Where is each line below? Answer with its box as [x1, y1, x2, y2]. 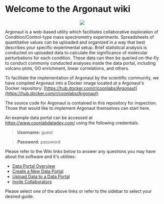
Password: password [17, 139, 61, 145]
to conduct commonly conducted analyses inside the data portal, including [5, 60, 156, 66]
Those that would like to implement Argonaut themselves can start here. [5, 105, 151, 111]
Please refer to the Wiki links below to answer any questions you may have [5, 148, 156, 154]
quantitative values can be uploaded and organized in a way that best [5, 39, 145, 45]
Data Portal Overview [12, 163, 55, 169]
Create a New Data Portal [12, 168, 64, 174]
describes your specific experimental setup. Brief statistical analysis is [5, 44, 147, 50]
